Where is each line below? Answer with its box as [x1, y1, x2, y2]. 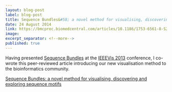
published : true [5, 41, 40, 46]
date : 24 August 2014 [5, 21, 52, 27]
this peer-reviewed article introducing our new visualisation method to [18, 60, 166, 66]
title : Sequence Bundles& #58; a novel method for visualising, [5, 17, 143, 22]
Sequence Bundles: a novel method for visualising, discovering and [5, 75, 147, 82]
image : [5, 31, 19, 36]
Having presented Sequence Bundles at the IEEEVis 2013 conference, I [5, 55, 155, 61]
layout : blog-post [5, 7, 45, 13]
